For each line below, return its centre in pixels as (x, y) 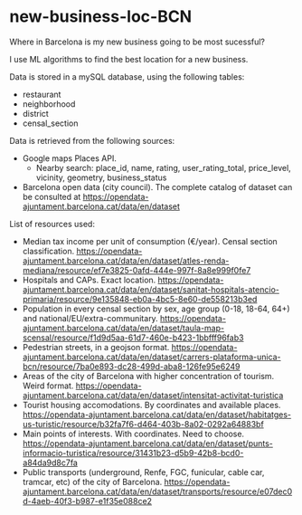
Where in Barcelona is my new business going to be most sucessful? (137, 42)
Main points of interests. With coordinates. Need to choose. (133, 434)
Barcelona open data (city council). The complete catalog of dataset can (157, 186)
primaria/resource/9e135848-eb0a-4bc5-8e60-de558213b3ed (140, 299)
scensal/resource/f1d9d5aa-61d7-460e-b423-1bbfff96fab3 (133, 338)
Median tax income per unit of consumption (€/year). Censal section (150, 241)
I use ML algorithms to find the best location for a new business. (129, 59)
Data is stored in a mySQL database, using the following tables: (127, 76)
